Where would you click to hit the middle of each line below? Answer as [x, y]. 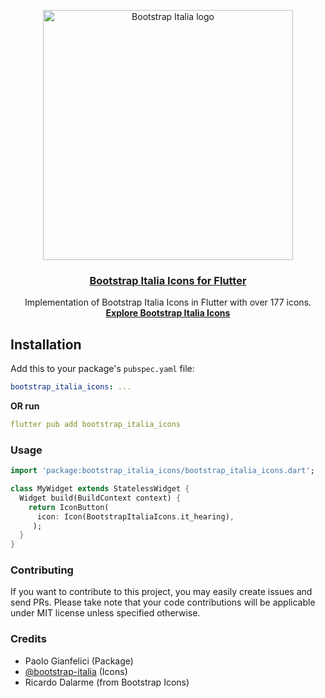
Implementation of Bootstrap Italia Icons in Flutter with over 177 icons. [168, 302]
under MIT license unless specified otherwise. [105, 613]
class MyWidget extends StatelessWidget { [100, 489]
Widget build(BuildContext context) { [100, 498]
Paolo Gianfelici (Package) [79, 661]
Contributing [42, 570]
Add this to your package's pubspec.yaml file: [102, 369]
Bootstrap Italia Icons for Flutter [168, 280]
